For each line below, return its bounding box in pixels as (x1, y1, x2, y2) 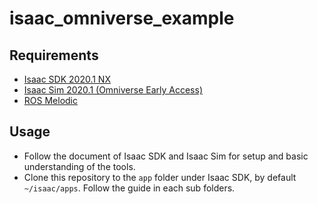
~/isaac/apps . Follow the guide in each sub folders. (23, 182, 236, 194)
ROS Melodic (23, 95, 78, 106)
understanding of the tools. (23, 160, 136, 172)
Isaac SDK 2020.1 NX (23, 73, 111, 85)
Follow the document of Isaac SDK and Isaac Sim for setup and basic (23, 150, 309, 162)
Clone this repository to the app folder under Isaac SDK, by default (23, 171, 297, 183)
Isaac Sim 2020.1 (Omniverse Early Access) (23, 84, 204, 96)
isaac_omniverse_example (9, 7, 235, 30)
